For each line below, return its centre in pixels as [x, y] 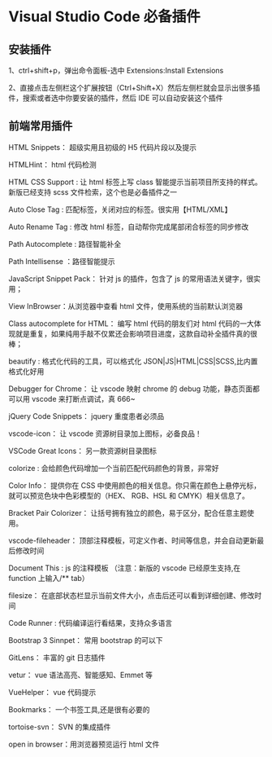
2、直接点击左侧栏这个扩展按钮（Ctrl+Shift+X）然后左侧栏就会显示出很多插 [134, 88]
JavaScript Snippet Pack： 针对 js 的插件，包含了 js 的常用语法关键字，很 [131, 279]
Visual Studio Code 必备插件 [104, 17]
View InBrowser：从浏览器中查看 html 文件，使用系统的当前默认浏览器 [126, 306]
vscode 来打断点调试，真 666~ [83, 398]
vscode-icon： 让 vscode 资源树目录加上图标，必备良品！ [106, 434]
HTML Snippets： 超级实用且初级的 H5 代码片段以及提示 [103, 147]
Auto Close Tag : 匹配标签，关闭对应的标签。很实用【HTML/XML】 [120, 209]
